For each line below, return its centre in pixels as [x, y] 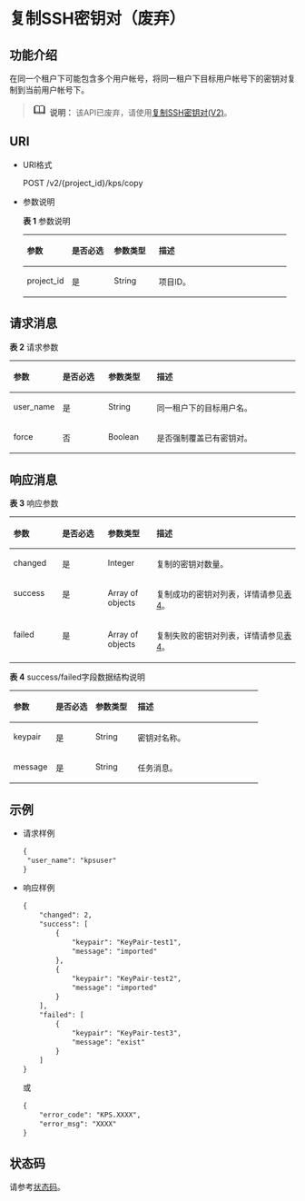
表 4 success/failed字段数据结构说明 [77, 677]
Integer [121, 562]
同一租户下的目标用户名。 [204, 407]
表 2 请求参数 [34, 347]
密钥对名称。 [162, 738]
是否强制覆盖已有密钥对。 [204, 438]
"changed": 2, [66, 915]
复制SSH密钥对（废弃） [98, 19]
